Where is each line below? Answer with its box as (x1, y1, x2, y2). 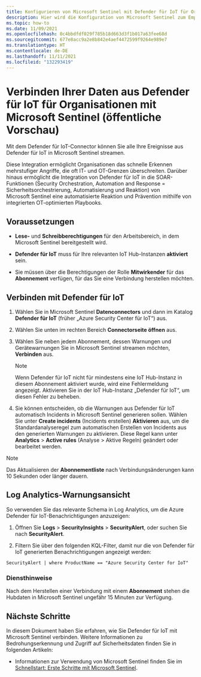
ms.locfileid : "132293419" (6, 59, 74, 65)
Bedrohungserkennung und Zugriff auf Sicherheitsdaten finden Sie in (6, 640, 176, 647)
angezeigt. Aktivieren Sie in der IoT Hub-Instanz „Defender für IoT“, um (14, 387, 190, 394)
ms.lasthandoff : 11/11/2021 (6, 53, 77, 59)
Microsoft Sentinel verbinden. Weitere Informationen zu (6, 633, 143, 640)
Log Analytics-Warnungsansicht (6, 490, 130, 500)
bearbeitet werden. (14, 443, 62, 450)
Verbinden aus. (14, 351, 54, 358)
